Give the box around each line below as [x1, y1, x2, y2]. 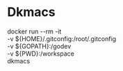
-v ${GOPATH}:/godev [7, 42, 72, 50]
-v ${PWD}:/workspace [7, 49, 74, 58]
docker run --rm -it [7, 27, 62, 35]
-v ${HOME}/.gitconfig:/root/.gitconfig [7, 34, 117, 42]
